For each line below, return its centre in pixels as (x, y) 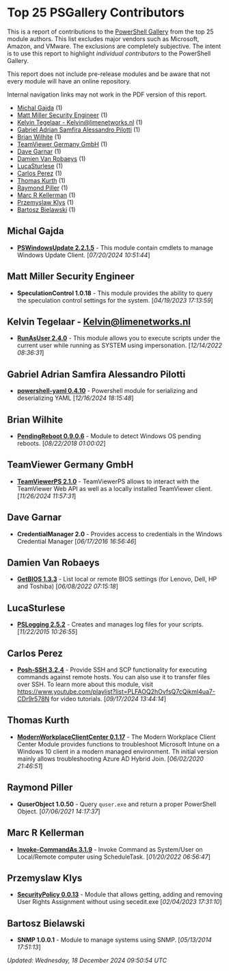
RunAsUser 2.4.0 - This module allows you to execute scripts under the (119, 338)
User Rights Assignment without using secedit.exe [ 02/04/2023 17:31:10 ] (119, 902)
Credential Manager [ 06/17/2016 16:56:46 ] (77, 541)
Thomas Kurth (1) (41, 180)
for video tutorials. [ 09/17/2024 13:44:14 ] (108, 699)
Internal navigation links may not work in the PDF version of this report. (107, 94)
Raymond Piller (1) (42, 188)
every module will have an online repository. (69, 81)
